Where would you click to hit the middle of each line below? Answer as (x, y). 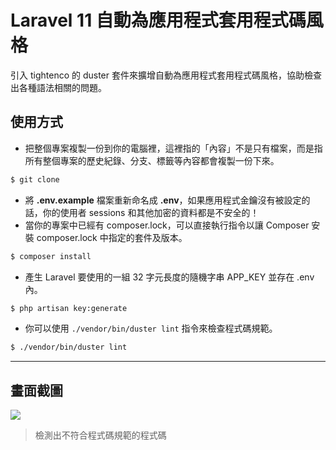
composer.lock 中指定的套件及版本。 (112, 237)
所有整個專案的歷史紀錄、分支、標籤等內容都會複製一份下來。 (152, 160)
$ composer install (51, 256)
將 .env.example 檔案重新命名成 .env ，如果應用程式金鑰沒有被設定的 (167, 200)
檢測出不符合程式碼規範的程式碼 (100, 435)
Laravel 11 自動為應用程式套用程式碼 (158, 20)
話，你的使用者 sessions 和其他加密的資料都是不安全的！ (142, 212)
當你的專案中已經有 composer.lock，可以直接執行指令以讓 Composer (167, 225)
